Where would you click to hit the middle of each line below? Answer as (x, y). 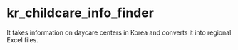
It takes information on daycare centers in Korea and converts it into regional (119, 32)
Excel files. (22, 39)
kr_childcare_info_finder (81, 13)
